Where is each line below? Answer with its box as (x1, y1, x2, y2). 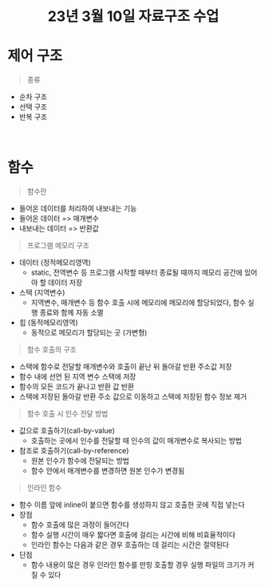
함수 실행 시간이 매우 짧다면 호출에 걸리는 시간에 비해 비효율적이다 (30, 530, 236, 540)
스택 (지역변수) (18, 287, 65, 297)
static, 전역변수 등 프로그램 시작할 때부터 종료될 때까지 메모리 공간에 (30, 267, 243, 277)
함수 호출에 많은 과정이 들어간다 (30, 520, 129, 529)
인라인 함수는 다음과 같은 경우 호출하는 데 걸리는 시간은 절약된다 (30, 540, 229, 549)
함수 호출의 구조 (26, 345, 77, 355)
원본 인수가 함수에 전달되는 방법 (30, 456, 129, 465)
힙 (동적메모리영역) (18, 318, 78, 328)
